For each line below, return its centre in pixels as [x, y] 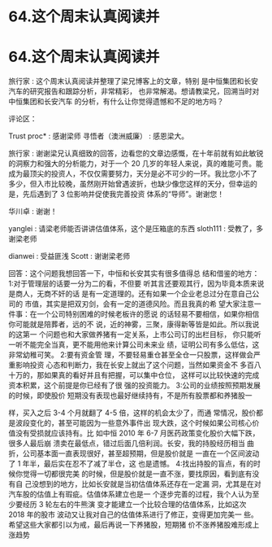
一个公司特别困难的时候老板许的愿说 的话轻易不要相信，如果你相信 [148, 314]
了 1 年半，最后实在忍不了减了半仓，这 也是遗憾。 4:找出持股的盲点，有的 [131, 464]
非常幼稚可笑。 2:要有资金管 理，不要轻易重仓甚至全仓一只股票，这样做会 [131, 355]
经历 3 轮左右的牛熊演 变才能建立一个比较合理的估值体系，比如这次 [134, 505]
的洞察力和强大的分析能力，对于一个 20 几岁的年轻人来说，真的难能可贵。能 [136, 164]
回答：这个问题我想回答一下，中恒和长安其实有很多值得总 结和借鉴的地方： [134, 273]
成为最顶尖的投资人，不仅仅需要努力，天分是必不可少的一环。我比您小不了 [133, 174]
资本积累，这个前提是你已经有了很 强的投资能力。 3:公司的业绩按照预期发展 [135, 385]
